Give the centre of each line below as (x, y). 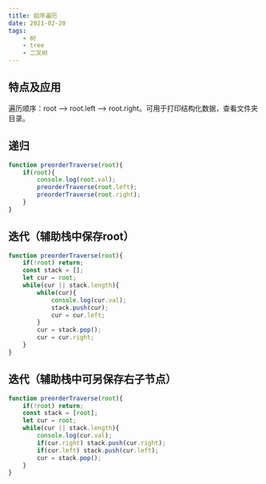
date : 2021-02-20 (37, 23)
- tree (34, 46)
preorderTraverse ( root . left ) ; (87, 188)
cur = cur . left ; (78, 315)
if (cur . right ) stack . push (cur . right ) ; (101, 443)
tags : (17, 30)
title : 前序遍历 (33, 16)
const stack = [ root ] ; (60, 413)
